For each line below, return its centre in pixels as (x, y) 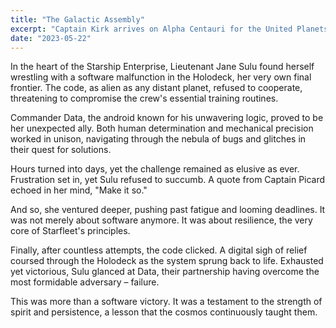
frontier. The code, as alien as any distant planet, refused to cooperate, (156, 88)
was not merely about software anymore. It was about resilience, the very (161, 220)
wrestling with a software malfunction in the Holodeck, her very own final (161, 77)
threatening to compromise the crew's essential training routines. (144, 98)
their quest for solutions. (61, 150)
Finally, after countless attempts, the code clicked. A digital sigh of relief (159, 250)
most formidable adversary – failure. (85, 282)
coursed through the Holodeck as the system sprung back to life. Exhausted (167, 261)
